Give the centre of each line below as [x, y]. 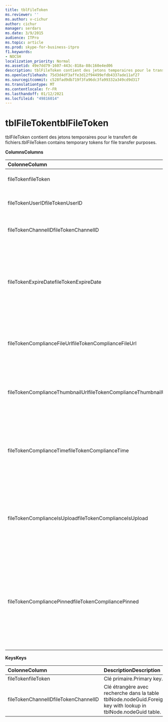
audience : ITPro [22, 38]
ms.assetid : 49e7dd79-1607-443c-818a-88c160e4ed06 [59, 66]
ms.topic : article [24, 43]
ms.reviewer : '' [22, 15]
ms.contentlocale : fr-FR [31, 89]
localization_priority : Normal [38, 61]
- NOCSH [13, 56]
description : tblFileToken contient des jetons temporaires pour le [78, 71]
